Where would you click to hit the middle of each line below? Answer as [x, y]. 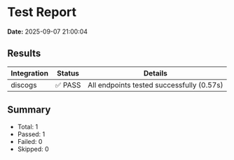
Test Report [42, 12]
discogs [24, 85]
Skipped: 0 [33, 149]
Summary [29, 110]
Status [68, 73]
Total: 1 [28, 126]
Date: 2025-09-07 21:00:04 [48, 31]
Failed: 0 [30, 141]
